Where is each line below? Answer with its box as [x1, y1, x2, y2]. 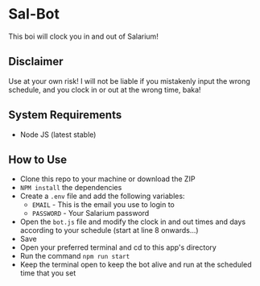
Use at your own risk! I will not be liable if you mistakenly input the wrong [8, 76, 251, 85]
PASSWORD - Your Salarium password [31, 209, 150, 218]
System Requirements [8, 108, 122, 122]
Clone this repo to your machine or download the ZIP [19, 174, 196, 184]
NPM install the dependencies [19, 183, 122, 193]
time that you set [19, 268, 76, 278]
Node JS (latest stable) [19, 130, 97, 139]
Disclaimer [8, 55, 64, 68]
